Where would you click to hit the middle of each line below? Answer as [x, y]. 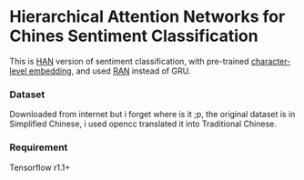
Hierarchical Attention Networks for [147, 17]
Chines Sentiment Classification [134, 36]
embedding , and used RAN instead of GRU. [110, 71]
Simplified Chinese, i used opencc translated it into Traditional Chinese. [143, 124]
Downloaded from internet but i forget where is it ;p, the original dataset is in [152, 115]
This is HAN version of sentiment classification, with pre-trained [129, 61]
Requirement [39, 147]
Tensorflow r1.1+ [40, 167]
